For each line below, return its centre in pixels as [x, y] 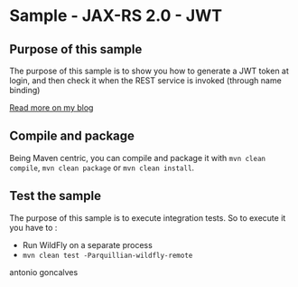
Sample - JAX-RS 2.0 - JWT [116, 16]
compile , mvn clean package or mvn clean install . [102, 167]
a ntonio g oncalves [44, 272]
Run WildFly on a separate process [88, 244]
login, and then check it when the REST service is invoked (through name [145, 81]
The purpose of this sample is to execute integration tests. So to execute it [148, 217]
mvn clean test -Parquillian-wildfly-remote [107, 255]
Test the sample [56, 196]
